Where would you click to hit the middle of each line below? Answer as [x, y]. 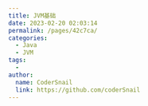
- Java [26, 45]
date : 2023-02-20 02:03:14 [53, 23]
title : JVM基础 [32, 16]
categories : [28, 38]
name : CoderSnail [44, 82]
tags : [17, 61]
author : [21, 75]
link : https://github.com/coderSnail [78, 90]
